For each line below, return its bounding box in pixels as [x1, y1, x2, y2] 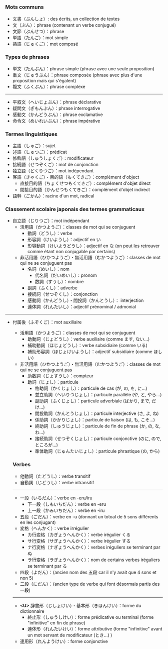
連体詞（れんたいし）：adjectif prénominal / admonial [27, 304, 136, 310]
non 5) [19, 575, 33, 581]
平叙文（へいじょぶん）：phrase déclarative [12, 99, 101, 105]
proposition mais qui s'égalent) [12, 77, 76, 83]
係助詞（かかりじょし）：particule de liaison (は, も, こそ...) [34, 417, 155, 423]
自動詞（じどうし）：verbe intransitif [19, 479, 94, 485]
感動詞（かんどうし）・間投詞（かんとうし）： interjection [27, 297, 144, 303]
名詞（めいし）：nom [27, 266, 70, 272]
